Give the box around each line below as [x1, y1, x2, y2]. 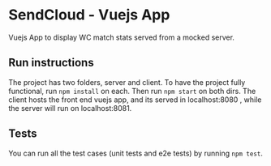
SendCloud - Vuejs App [8, 6, 170, 24]
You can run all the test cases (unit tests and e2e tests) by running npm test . [8, 148, 264, 158]
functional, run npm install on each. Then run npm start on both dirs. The [8, 86, 256, 96]
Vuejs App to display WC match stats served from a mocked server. [8, 32, 235, 42]
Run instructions [8, 56, 95, 70]
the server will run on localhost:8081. [8, 103, 132, 113]
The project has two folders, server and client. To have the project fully [8, 77, 246, 87]
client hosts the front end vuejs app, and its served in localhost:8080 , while [8, 95, 262, 104]
